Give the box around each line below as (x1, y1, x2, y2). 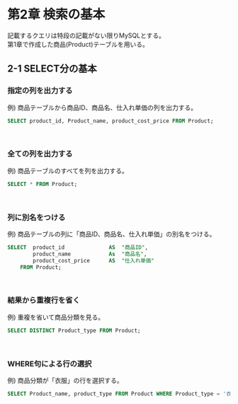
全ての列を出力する (7, 149, 73, 159)
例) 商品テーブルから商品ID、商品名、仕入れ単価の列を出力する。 (7, 103, 198, 112)
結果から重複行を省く (7, 295, 80, 305)
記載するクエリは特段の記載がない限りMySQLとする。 (7, 31, 165, 40)
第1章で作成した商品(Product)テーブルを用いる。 (7, 40, 149, 48)
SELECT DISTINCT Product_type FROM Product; (7, 327, 141, 334)
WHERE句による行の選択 (7, 359, 92, 369)
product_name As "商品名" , (33, 250, 147, 258)
